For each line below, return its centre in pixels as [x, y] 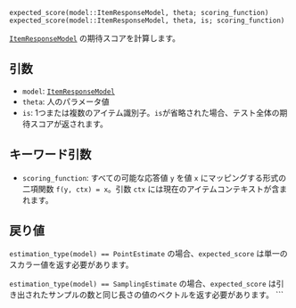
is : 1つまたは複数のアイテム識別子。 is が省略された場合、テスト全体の [151, 112]
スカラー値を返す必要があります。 [71, 265]
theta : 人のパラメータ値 [66, 101]
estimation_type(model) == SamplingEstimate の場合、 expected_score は [143, 284]
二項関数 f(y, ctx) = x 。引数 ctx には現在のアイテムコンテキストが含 [151, 189]
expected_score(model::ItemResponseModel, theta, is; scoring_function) [147, 20]
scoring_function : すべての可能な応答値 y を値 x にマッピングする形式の [154, 177]
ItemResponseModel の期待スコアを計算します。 [95, 38]
